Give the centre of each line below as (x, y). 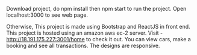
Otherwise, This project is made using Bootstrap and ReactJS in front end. (98, 27)
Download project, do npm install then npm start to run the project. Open (96, 9)
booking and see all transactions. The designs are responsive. (83, 45)
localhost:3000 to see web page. (47, 15)
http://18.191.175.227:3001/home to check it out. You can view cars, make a (98, 39)
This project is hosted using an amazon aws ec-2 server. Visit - (85, 33)
